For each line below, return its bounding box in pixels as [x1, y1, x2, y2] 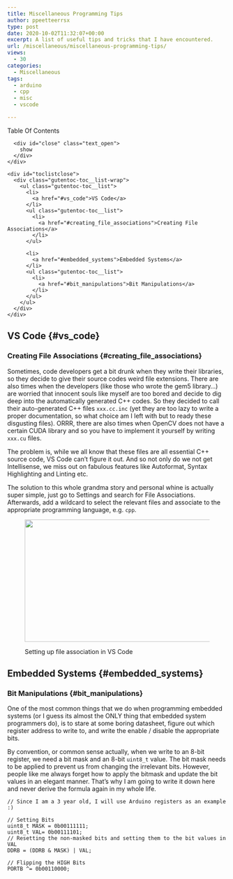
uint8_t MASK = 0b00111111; [7, 822, 89, 830]
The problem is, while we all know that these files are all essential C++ [7, 447, 209, 456]
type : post [7, 23, 39, 30]
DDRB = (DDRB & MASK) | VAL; [7, 847, 92, 855]
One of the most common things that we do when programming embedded [7, 704, 223, 713]
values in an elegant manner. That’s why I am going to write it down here [7, 777, 216, 786]
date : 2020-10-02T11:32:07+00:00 [7, 29, 105, 37]
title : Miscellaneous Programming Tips [7, 10, 123, 17]
